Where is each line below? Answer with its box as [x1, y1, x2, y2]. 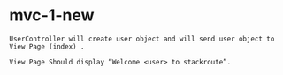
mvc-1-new [9, 5, 95, 26]
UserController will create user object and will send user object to [9, 34, 275, 43]
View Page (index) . [9, 41, 86, 51]
